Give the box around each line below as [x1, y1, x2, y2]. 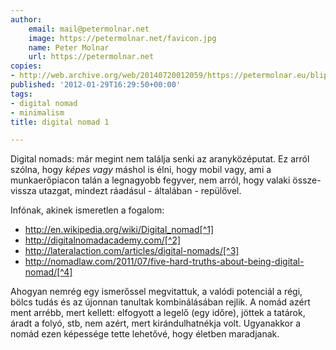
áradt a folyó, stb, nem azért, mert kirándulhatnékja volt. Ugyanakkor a [10, 317, 302, 330]
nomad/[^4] [24, 266, 73, 278]
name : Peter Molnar [28, 42, 110, 53]
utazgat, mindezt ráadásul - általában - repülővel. [38, 185, 242, 197]
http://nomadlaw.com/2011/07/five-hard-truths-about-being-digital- [24, 256, 305, 268]
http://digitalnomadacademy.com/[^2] [24, 234, 182, 246]
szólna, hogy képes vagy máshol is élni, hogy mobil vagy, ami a [10, 164, 272, 176]
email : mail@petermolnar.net [28, 24, 150, 34]
